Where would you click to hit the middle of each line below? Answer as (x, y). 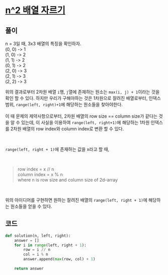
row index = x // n (36, 169)
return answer (29, 268)
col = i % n (36, 255)
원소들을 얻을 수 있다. (31, 206)
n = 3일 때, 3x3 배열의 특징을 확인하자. (43, 44)
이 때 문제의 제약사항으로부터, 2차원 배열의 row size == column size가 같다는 (81, 116)
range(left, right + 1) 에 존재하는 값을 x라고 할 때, (57, 149)
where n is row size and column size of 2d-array (68, 180)
